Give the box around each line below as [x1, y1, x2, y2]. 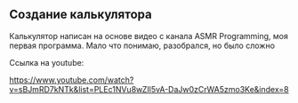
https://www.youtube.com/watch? [9, 75, 134, 85]
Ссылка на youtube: [9, 57, 85, 67]
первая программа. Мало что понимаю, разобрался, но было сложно [9, 40, 276, 51]
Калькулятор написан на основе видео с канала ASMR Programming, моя [9, 30, 289, 41]
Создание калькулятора [9, 7, 153, 22]
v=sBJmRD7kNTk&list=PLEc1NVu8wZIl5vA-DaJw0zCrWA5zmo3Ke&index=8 [9, 83, 289, 94]
